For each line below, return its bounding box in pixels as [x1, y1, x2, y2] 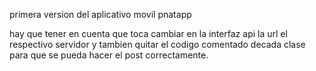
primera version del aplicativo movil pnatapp [9, 9, 192, 20]
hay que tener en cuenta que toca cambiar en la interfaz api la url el [9, 28, 288, 39]
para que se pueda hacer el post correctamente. [9, 49, 209, 61]
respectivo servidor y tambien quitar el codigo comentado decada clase [9, 39, 306, 50]
